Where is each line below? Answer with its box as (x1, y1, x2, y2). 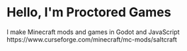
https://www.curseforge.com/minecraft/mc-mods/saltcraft (6, 35, 178, 43)
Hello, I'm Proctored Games (6, 4, 171, 21)
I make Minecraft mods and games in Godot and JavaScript (6, 28, 180, 36)
